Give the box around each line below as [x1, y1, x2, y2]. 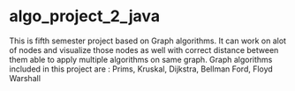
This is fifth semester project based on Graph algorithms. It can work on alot [9, 35, 287, 46]
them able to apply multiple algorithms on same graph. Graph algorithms [9, 54, 273, 64]
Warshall [9, 72, 42, 83]
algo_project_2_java [9, 6, 161, 27]
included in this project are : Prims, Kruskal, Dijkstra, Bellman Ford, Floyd [9, 64, 274, 74]
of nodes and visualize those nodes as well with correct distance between [9, 44, 279, 55]
